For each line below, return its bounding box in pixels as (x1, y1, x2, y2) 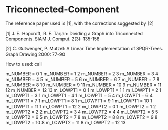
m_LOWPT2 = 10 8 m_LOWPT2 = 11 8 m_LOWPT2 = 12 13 (5, 119, 126, 125)
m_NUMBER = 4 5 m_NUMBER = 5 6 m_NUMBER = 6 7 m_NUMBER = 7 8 (5, 76, 160, 82)
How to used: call (5, 61, 42, 67)
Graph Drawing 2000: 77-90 (5, 51, 66, 57)
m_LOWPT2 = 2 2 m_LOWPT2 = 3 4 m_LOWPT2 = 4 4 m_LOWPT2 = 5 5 (5, 109, 158, 115)
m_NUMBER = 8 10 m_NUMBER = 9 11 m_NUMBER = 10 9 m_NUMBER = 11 (5, 82, 162, 88)
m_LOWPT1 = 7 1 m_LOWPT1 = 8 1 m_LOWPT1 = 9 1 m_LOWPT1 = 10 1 (5, 98, 152, 104)
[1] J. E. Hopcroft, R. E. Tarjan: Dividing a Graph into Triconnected (5, 30, 143, 36)
